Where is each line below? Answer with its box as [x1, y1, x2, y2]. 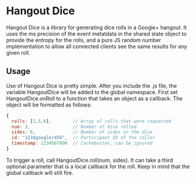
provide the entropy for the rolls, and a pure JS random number [6, 36, 162, 43]
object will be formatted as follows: [6, 101, 92, 108]
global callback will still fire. [6, 169, 74, 176]
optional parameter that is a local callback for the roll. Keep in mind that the [6, 162, 190, 170]
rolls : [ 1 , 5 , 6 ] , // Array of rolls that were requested [11, 118, 171, 124]
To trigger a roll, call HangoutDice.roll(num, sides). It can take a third [6, 156, 173, 164]
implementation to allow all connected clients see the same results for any [6, 43, 187, 50]
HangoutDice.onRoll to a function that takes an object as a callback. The [6, 95, 183, 102]
